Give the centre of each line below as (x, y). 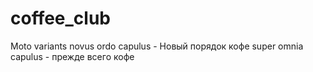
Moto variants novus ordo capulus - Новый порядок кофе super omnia (157, 46)
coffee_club (61, 18)
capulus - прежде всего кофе (72, 56)
